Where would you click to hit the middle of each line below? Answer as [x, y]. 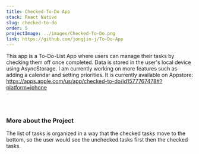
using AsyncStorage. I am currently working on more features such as [92, 68]
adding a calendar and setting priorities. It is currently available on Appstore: [100, 75]
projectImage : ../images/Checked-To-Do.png [61, 34]
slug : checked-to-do [32, 23]
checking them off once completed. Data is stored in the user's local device [99, 62]
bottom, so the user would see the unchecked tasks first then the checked [97, 140]
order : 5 [17, 28]
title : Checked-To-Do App [38, 12]
